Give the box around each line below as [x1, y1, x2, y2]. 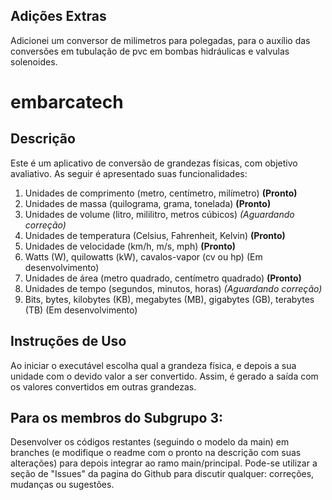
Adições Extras [10, 8, 107, 25]
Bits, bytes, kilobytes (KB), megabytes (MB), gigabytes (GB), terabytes [24, 293, 315, 305]
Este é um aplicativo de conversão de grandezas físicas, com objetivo [10, 157, 298, 169]
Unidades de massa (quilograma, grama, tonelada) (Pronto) [24, 197, 272, 209]
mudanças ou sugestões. [10, 479, 115, 491]
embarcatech [10, 91, 124, 113]
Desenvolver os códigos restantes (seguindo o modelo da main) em [10, 436, 290, 448]
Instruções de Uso [10, 333, 127, 350]
